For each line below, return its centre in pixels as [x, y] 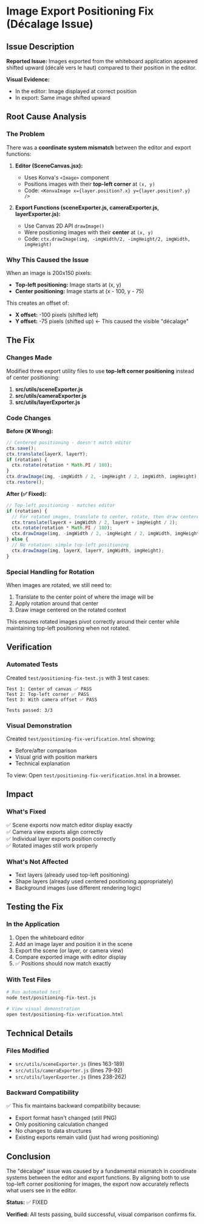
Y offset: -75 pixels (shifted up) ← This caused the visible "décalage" [102, 321]
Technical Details [40, 1033]
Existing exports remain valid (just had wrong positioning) [87, 1137]
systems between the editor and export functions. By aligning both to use [98, 1178]
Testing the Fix [35, 907]
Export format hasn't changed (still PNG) [66, 1118]
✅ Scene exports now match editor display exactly [69, 825]
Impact [20, 794]
